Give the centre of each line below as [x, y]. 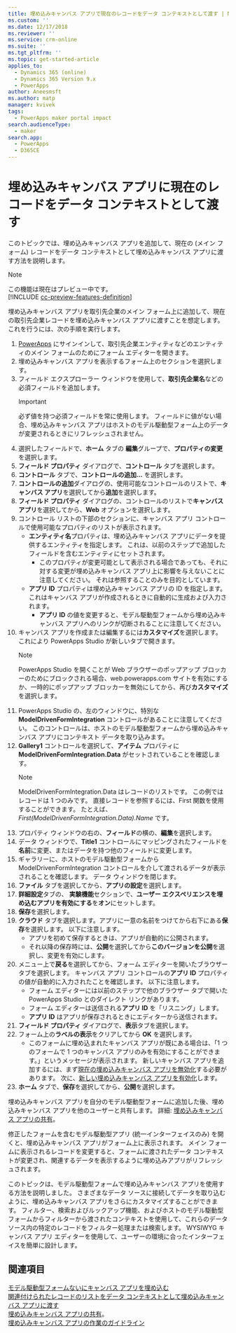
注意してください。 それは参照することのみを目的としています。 [131, 579]
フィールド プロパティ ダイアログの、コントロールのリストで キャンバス [120, 501]
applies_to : [25, 66]
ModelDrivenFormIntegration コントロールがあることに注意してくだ [117, 719]
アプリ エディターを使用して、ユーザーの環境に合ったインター [123, 1236]
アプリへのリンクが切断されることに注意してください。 [145, 623]
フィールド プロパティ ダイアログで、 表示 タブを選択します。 [105, 1025]
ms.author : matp [32, 99]
